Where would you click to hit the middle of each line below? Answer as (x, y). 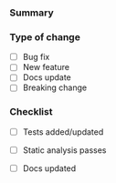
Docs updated (49, 168)
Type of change (45, 36)
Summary (32, 13)
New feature (46, 67)
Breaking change (55, 87)
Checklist (31, 112)
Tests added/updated (63, 132)
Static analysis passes (64, 150)
